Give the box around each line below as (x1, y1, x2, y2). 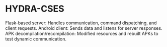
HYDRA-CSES (5, 3, 64, 15)
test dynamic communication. (5, 36, 67, 42)
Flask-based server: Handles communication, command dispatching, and (5, 20, 157, 26)
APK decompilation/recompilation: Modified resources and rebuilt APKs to (5, 30, 158, 36)
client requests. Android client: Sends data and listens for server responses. (5, 25, 162, 31)
